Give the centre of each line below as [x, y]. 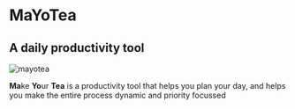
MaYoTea [43, 15]
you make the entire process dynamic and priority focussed [118, 95]
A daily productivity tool [77, 48]
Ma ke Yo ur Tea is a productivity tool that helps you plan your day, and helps [147, 86]
